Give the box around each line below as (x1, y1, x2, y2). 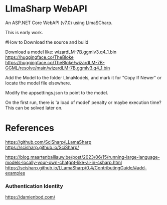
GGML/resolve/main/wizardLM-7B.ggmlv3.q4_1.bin (5, 65, 110, 71)
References (5, 123, 54, 134)
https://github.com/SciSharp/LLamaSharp (5, 139, 92, 145)
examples (5, 170, 26, 176)
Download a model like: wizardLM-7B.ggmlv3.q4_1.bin (5, 49, 117, 55)
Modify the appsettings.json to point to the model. (5, 89, 109, 95)
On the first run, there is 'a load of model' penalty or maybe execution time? (5, 99, 162, 106)
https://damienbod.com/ (5, 194, 56, 200)
